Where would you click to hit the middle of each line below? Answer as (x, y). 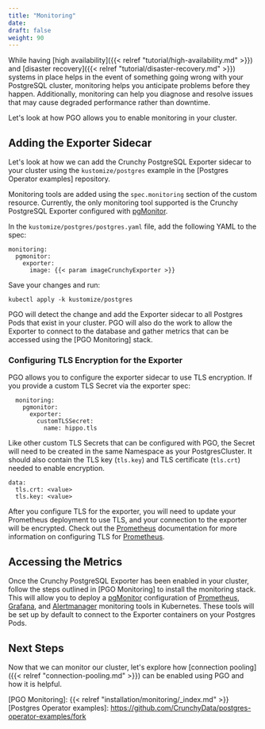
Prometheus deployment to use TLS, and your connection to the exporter (128, 520)
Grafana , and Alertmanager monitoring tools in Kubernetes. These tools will (131, 606)
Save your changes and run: (54, 285)
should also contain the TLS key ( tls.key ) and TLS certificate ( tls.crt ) (124, 460)
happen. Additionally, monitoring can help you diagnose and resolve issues (131, 94)
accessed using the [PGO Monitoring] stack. (81, 340)
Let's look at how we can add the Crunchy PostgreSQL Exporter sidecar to (130, 162)
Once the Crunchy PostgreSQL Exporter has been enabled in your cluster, (129, 581)
